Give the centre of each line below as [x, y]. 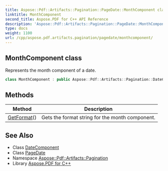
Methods [19, 95]
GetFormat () [22, 117]
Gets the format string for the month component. [98, 117]
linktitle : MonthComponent [33, 15]
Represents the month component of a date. [51, 70]
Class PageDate [29, 153]
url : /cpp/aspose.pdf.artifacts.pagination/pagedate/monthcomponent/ [79, 38]
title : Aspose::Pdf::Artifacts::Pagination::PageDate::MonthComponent [80, 10]
